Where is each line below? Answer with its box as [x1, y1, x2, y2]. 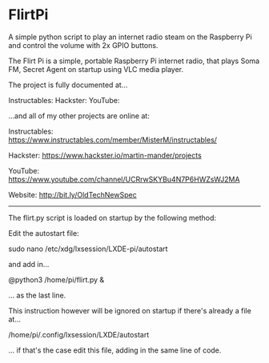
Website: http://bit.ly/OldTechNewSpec [8, 189, 138, 199]
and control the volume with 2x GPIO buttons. [8, 40, 159, 50]
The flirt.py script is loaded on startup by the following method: [8, 213, 217, 222]
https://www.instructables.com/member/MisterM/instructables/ [8, 134, 218, 145]
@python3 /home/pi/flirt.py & [8, 274, 105, 285]
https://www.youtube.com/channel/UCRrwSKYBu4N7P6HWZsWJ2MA [8, 174, 240, 184]
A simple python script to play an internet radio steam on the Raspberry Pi [8, 32, 252, 42]
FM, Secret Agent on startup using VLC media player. [8, 64, 184, 74]
